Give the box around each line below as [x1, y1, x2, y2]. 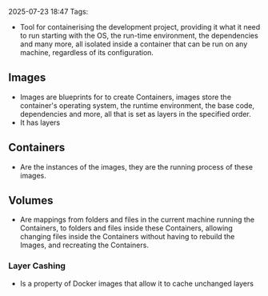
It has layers [19, 118, 61, 127]
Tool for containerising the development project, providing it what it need [19, 22, 261, 31]
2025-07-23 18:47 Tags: [8, 7, 89, 16]
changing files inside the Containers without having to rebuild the [19, 232, 235, 242]
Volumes [8, 194, 54, 207]
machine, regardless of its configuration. [19, 48, 154, 57]
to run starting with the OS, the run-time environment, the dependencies [19, 31, 258, 40]
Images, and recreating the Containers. [19, 240, 150, 250]
